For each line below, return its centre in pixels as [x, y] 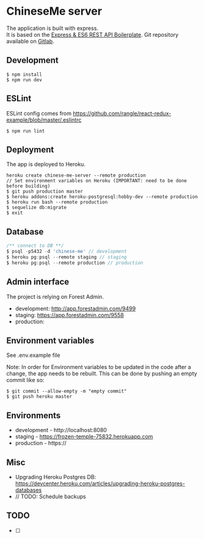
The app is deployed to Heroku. [46, 164]
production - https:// [41, 443]
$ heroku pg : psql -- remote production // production [75, 263]
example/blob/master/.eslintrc [44, 120]
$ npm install [24, 75]
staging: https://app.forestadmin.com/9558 [69, 315]
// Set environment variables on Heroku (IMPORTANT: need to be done [97, 181]
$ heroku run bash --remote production [57, 202]
